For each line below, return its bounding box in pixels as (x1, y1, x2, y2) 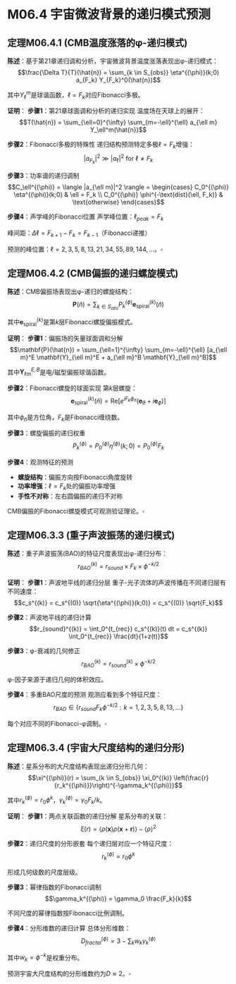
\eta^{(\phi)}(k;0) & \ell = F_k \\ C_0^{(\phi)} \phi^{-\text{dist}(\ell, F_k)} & (13, 190, 223, 199)
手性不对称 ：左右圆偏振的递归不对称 (17, 492, 123, 500)
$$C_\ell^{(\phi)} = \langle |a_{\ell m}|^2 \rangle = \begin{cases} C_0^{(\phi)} (7, 183, 230, 191)
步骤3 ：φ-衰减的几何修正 (7, 646, 81, 655)
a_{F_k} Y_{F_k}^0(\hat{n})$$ (75, 75, 161, 84)
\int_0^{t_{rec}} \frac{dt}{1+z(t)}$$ (68, 632, 169, 640)
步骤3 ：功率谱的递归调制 (7, 171, 80, 180)
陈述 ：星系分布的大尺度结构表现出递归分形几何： (7, 762, 149, 770)
